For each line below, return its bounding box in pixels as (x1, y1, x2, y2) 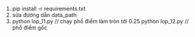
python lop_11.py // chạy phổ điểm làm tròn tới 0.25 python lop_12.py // (12, 18, 189, 24)
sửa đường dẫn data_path (12, 11, 77, 18)
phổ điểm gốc (12, 24, 48, 31)
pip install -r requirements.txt (12, 5, 86, 12)
